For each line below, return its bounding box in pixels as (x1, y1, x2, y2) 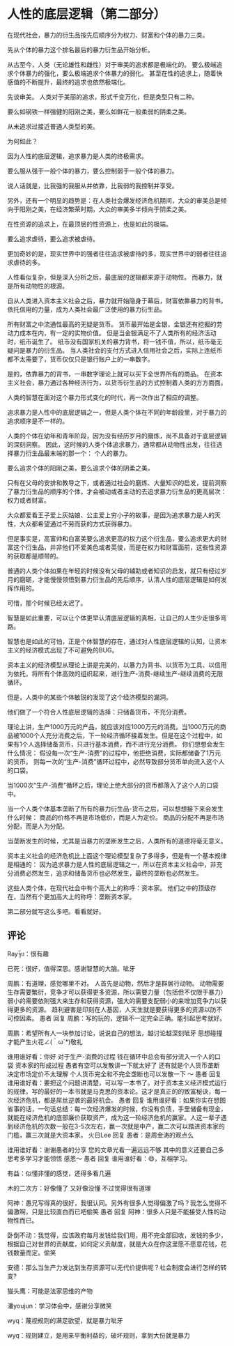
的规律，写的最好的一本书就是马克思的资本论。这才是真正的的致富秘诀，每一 (7, 1087, 227, 1095)
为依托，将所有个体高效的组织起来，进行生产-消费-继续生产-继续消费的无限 (7, 669, 224, 678)
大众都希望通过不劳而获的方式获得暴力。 (19, 519, 136, 528)
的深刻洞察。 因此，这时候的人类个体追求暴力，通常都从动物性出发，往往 (7, 440, 217, 448)
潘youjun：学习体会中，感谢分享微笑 (7, 1301, 113, 1310)
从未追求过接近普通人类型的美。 (7, 122, 99, 130)
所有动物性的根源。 (13, 282, 68, 290)
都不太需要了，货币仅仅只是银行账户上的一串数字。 (7, 355, 154, 363)
